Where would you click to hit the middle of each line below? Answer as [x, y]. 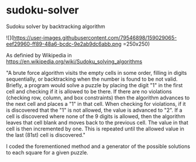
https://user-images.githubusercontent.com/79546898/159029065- [95, 37]
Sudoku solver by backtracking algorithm [56, 26]
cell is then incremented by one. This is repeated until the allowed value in [95, 129]
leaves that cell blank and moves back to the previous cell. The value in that [97, 122]
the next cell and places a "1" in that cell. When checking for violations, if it [96, 104]
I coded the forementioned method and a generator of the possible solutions [98, 146]
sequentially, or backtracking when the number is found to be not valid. [92, 79]
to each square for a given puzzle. [47, 152]
